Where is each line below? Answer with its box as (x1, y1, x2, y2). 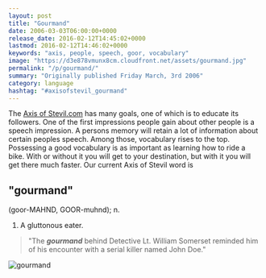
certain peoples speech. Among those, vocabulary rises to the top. (8, 135, 230, 144)
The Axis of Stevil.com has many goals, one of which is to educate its (8, 109, 239, 118)
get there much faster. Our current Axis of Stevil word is (8, 160, 193, 170)
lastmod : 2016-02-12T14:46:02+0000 (8, 42, 128, 50)
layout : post (8, 11, 52, 20)
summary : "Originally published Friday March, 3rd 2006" (8, 72, 204, 80)
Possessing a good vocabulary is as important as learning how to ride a (8, 143, 246, 153)
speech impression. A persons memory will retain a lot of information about (8, 126, 259, 135)
